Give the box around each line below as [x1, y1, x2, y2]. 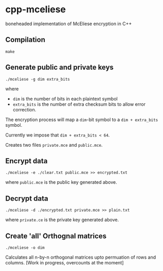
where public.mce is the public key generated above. [5, 179, 117, 185]
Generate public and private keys [5, 63, 114, 72]
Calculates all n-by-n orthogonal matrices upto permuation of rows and [5, 254, 156, 260]
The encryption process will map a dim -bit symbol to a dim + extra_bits [5, 117, 158, 123]
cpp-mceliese [5, 4, 66, 15]
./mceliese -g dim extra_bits [5, 76, 70, 82]
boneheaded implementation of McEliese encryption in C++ [5, 21, 132, 27]
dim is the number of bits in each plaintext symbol [12, 95, 118, 102]
